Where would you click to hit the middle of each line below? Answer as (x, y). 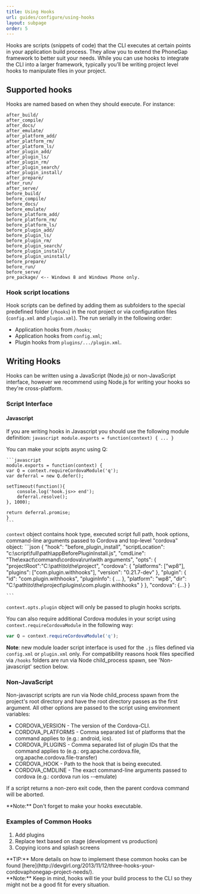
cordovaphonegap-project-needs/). (50, 872)
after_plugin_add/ (29, 152)
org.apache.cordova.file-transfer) (56, 758)
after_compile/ (25, 120)
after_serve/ (22, 188)
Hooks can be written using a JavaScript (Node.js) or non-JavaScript (91, 376)
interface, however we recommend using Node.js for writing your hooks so (98, 382)
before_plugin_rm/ (29, 241)
